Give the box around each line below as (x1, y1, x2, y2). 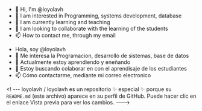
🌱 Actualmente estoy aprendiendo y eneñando (14, 59, 131, 66)
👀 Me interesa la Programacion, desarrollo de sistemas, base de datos (14, 52, 189, 59)
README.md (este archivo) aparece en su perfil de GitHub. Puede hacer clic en (6, 92, 197, 100)
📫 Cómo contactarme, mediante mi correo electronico (14, 72, 151, 78)
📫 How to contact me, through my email (14, 32, 116, 39)
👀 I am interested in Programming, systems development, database (14, 12, 182, 19)
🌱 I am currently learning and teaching (14, 19, 110, 25)
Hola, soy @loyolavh (14, 46, 66, 52)
